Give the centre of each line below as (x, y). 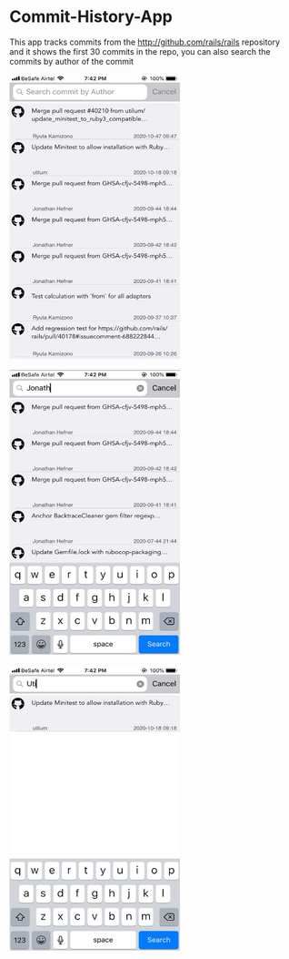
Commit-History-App (91, 17)
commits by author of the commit (72, 61)
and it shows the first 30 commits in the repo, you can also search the (140, 51)
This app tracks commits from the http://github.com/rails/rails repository (144, 42)
